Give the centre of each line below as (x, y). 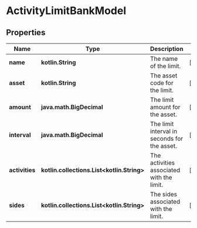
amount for (165, 107)
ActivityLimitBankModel (66, 11)
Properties (26, 33)
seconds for (167, 139)
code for (162, 83)
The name (164, 59)
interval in (164, 131)
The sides (164, 194)
